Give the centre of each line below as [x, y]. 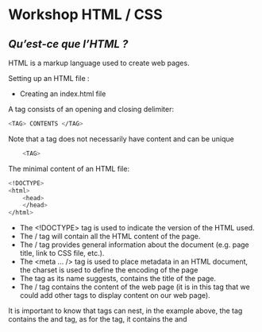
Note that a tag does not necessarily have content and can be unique [121, 139]
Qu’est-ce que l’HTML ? [68, 44]
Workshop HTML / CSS [85, 15]
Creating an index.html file [63, 94]
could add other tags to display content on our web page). [115, 295]
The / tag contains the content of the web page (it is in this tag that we [135, 287]
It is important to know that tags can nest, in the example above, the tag [125, 311]
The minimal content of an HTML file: [69, 168]
